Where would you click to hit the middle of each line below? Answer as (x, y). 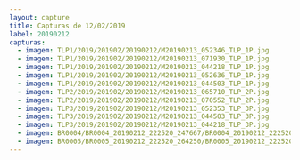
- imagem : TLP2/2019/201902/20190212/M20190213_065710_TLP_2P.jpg (143, 92)
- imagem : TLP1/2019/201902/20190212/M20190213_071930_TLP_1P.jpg (143, 59)
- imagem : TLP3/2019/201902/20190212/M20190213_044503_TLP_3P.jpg (143, 116)
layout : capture (39, 17)
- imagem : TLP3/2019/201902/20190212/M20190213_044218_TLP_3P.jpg (143, 125)
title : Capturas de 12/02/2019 (67, 26)
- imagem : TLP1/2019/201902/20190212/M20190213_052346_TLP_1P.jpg (143, 51)
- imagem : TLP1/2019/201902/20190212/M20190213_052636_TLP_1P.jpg (143, 76)
